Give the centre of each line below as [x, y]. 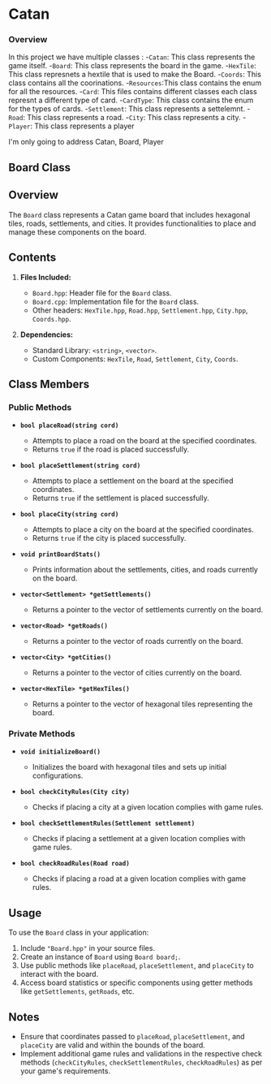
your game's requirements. [65, 1071]
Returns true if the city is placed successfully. [109, 538]
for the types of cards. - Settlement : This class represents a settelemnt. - [129, 109]
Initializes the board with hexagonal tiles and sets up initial [129, 767]
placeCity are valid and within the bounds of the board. [112, 1045]
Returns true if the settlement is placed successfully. [120, 498]
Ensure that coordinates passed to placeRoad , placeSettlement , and [132, 1037]
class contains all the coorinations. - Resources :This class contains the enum [135, 83]
